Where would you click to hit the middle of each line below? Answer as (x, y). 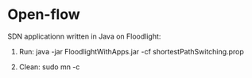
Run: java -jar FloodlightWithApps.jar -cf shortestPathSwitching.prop (131, 51)
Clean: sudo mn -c (49, 67)
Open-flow (44, 15)
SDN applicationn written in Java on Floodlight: (84, 36)
